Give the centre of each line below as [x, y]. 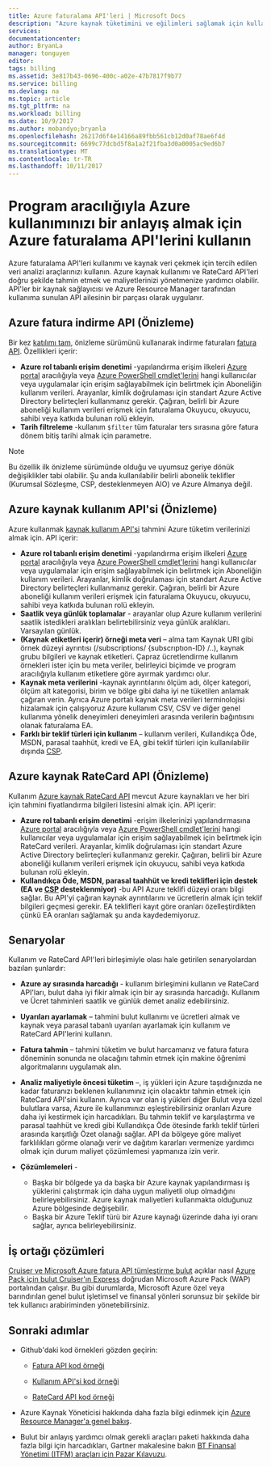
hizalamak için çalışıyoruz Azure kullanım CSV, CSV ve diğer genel [130, 708]
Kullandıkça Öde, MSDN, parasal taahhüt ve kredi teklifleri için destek [139, 880]
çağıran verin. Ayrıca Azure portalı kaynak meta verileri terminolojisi [132, 699]
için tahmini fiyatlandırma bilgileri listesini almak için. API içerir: [112, 804]
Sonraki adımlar [49, 1331]
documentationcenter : [45, 38]
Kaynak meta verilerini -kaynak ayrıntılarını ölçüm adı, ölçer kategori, [135, 682]
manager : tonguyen [39, 53]
